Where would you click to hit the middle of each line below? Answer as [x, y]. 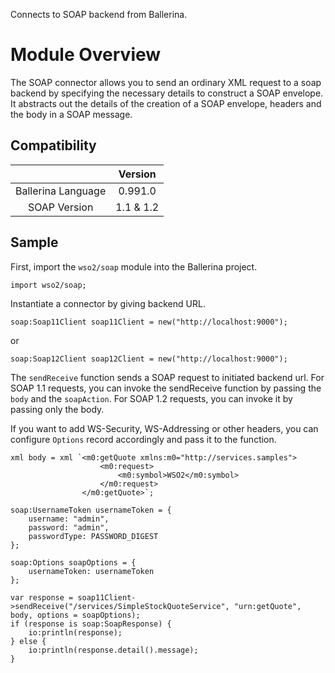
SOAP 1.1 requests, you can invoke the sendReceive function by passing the [166, 388]
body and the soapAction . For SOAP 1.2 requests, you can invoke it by [151, 398]
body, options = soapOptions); [75, 615]
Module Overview [86, 55]
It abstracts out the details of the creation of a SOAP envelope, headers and [166, 103]
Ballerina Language [61, 191]
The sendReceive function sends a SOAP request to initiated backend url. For [167, 377]
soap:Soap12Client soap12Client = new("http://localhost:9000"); [149, 359]
